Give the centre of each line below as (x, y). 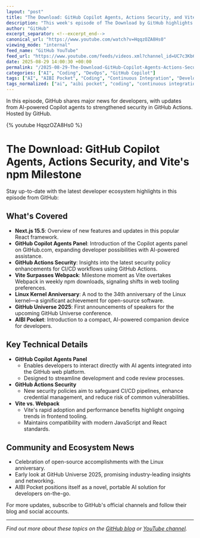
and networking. (35, 481)
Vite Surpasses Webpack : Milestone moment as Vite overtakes (93, 275)
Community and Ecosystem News (70, 448)
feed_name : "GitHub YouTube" (42, 51)
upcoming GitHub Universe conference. (63, 313)
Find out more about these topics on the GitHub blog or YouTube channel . (97, 528)
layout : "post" (25, 12)
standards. (37, 429)
